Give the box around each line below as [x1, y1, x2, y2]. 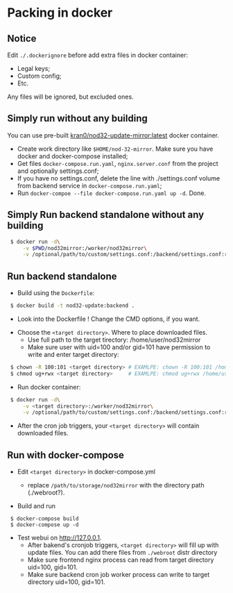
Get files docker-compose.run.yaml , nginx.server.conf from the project [17, 159, 218, 167]
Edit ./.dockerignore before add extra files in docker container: [7, 51, 189, 59]
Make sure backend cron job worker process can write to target [27, 571, 210, 579]
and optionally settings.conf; [17, 167, 99, 175]
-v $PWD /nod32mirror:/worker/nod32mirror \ [22, 244, 148, 251]
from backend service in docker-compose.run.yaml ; [17, 181, 162, 190]
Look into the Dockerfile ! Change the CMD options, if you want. [17, 315, 200, 323]
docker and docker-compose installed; [17, 151, 128, 160]
